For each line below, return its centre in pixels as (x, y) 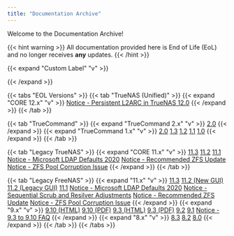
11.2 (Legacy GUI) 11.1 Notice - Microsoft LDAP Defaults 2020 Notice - (107, 187)
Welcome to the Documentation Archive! (65, 34)
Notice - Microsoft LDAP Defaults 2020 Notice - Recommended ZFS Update (117, 159)
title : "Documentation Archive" (54, 14)
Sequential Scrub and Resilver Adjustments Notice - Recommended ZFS (111, 195)
